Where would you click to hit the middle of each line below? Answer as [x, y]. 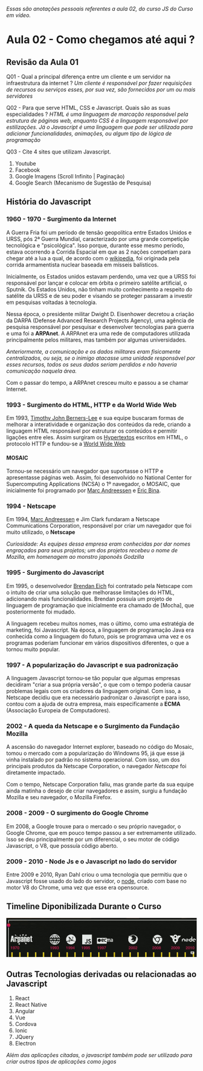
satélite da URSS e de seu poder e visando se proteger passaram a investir [99, 296]
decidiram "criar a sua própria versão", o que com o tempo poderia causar [99, 684]
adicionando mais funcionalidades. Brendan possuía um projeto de [89, 599]
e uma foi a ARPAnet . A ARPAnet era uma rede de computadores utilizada [98, 333]
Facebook [27, 170]
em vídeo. [19, 15]
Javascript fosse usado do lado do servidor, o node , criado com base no [97, 881]
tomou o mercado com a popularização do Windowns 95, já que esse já [95, 753]
